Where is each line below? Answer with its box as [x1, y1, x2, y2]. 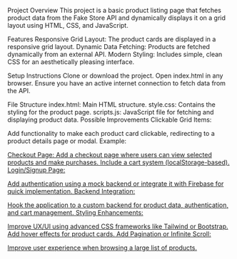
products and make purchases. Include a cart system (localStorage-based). [7, 158, 230, 166]
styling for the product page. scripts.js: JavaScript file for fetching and [7, 108, 214, 116]
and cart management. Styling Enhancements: [7, 208, 144, 216]
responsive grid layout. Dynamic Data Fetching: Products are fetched [7, 43, 211, 51]
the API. [7, 87, 31, 95]
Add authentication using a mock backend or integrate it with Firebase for [7, 179, 224, 188]
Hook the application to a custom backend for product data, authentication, [7, 201, 229, 209]
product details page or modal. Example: [7, 137, 127, 145]
